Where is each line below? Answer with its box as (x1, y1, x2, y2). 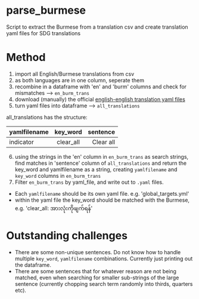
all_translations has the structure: (6, 113, 88, 121)
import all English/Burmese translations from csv (14, 70, 135, 78)
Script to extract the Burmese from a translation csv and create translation (6, 23, 189, 30)
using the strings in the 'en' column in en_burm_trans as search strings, (14, 153, 189, 160)
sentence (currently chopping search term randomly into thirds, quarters (14, 280, 193, 287)
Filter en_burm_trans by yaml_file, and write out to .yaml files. (14, 178, 164, 186)
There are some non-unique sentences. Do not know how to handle (14, 248, 181, 255)
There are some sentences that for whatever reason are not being (14, 267, 177, 275)
